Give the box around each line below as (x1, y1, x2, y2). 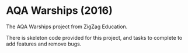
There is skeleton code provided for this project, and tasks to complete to (6, 34, 183, 41)
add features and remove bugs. (6, 40, 82, 47)
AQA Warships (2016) (6, 4, 113, 17)
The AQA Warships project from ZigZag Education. (6, 23, 128, 30)
